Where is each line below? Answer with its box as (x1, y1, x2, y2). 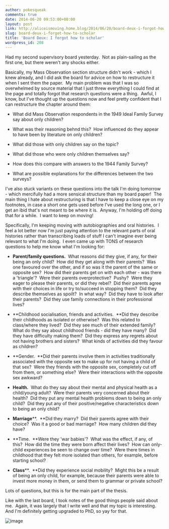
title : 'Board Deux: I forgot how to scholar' (5, 36, 105, 41)
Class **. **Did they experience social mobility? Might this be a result (12, 467, 159, 473)
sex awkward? (12, 374, 43, 380)
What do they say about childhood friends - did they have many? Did (12, 327, 156, 333)
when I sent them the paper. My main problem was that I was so (5, 80, 139, 86)
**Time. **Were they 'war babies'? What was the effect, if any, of (12, 436, 153, 442)
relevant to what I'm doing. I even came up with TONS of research (5, 238, 143, 244)
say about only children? (12, 116, 64, 122)
